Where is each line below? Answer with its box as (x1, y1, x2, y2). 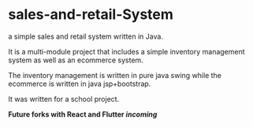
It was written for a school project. (8, 94, 120, 103)
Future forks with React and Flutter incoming (8, 109, 158, 119)
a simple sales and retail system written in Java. (8, 32, 164, 41)
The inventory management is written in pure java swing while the (8, 70, 222, 80)
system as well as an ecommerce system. (8, 55, 143, 65)
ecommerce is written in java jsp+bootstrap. (8, 79, 151, 88)
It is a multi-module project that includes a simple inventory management (8, 47, 246, 56)
